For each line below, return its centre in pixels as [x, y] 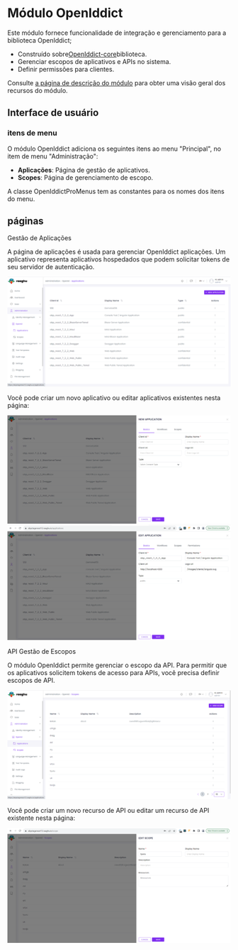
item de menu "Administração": [53, 156]
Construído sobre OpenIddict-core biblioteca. [82, 54]
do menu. [21, 199]
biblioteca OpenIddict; [40, 40]
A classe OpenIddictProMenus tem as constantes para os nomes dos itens [116, 191]
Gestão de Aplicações [40, 238]
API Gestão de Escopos [42, 651]
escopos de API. [31, 680]
